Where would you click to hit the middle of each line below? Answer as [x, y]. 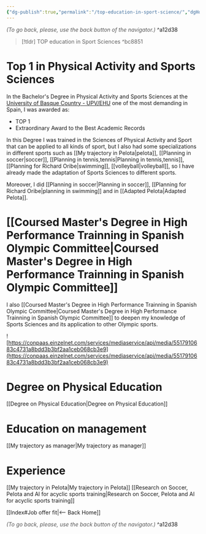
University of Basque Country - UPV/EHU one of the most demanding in [97, 103]
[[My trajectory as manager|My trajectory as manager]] [76, 446]
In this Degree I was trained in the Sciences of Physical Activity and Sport [99, 139]
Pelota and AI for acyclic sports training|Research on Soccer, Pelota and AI [101, 494]
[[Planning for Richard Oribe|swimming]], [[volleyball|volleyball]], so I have [100, 166]
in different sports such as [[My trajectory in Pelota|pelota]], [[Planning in [99, 153]
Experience [36, 470]
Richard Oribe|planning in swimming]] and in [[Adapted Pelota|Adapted [96, 190]
